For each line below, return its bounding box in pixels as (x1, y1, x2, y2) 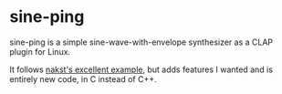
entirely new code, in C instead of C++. (9, 73, 157, 84)
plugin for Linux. (9, 46, 71, 57)
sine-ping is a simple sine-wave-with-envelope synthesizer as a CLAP (9, 37, 274, 47)
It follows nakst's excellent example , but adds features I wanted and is (9, 64, 274, 75)
